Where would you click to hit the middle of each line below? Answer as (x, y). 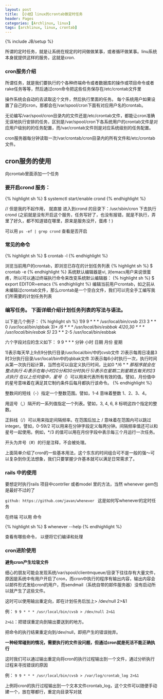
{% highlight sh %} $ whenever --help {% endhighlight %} (63, 527)
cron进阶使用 (21, 551)
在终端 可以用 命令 (23, 517)
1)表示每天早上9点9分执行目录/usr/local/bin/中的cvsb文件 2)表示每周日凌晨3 (81, 353)
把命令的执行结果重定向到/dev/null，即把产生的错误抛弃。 (63, 632)
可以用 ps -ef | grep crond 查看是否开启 (46, 231)
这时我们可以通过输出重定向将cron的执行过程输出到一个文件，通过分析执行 (80, 659)
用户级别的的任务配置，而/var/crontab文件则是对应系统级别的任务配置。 (81, 128)
